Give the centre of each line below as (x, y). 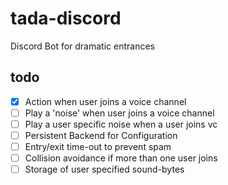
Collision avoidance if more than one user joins (121, 158)
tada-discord (66, 18)
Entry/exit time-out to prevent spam (98, 146)
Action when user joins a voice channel (105, 101)
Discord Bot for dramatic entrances (82, 46)
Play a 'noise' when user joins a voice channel (119, 113)
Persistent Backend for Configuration (101, 135)
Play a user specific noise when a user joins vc (121, 124)
